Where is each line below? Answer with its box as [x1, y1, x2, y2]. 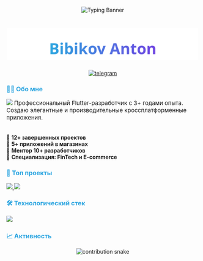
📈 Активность [6, 232, 52, 240]
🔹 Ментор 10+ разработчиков [6, 147, 86, 154]
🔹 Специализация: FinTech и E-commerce [6, 153, 117, 161]
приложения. [6, 113, 43, 122]
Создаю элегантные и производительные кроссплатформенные [6, 107, 187, 115]
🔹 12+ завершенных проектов [6, 134, 86, 142]
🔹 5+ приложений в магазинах [6, 140, 89, 148]
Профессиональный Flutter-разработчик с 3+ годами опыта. [14, 99, 183, 107]
